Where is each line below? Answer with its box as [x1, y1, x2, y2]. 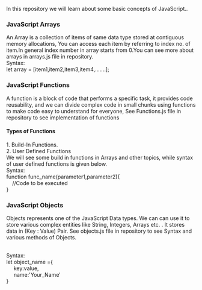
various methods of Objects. [6, 234, 77, 241]
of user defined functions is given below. [6, 160, 107, 168]
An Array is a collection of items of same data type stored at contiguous [6, 34, 185, 41]
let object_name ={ [6, 259, 53, 266]
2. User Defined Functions [6, 147, 71, 154]
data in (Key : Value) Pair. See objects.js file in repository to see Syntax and [6, 227, 192, 235]
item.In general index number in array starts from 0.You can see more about [6, 46, 194, 54]
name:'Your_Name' [13, 271, 61, 279]
